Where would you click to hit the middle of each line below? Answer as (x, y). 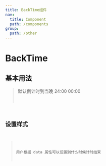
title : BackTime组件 (26, 10)
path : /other (23, 33)
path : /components (29, 24)
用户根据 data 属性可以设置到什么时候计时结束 (58, 152)
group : (12, 29)
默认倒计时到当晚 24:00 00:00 (49, 91)
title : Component (28, 19)
